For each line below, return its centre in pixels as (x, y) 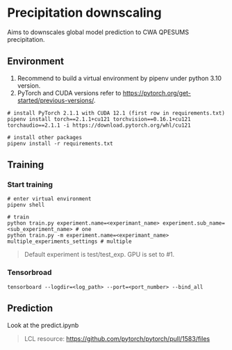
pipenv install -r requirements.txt (60, 143)
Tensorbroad (30, 273)
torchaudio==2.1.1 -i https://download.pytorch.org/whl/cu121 (99, 125)
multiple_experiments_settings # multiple (69, 241)
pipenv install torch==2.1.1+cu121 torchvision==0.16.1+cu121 (99, 119)
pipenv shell (26, 205)
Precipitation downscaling (84, 13)
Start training (30, 184)
